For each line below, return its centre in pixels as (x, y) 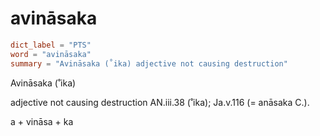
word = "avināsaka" (51, 54)
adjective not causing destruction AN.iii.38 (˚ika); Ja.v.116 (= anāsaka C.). (160, 102)
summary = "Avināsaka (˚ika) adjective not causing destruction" (149, 63)
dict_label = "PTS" (51, 45)
